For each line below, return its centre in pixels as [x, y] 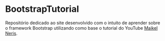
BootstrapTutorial [42, 9]
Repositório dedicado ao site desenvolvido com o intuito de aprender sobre [83, 23]
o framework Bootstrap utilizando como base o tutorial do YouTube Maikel [81, 28]
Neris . [11, 33]
